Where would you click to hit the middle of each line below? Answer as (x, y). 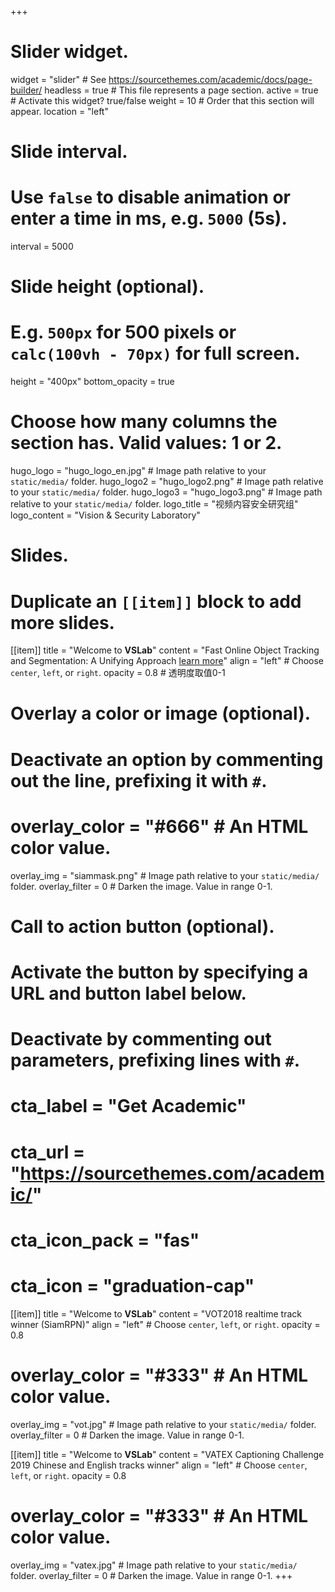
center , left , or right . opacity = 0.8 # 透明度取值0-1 (118, 673)
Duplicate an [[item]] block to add (156, 601)
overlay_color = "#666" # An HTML (159, 826)
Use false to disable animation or (151, 197)
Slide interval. (69, 152)
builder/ (26, 90)
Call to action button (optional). (142, 926)
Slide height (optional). (107, 287)
